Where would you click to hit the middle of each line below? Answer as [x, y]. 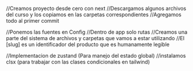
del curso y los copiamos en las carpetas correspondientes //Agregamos [94, 15]
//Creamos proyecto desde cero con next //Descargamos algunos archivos [96, 8]
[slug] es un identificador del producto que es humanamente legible [88, 44]
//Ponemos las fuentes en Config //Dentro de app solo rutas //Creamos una [97, 32]
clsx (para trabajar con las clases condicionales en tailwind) [78, 62]
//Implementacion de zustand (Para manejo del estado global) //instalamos [96, 56]
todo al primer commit [33, 21]
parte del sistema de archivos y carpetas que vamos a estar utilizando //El [95, 38]
